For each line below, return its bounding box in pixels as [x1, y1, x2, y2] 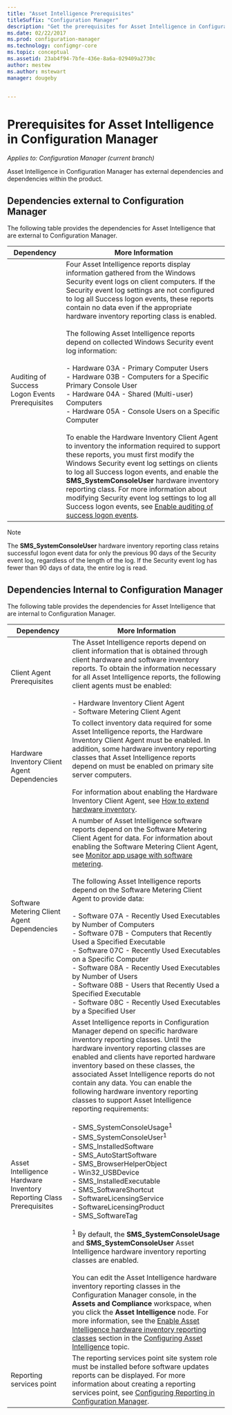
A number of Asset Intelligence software [72, 815, 202, 825]
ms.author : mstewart [7, 68, 67, 75]
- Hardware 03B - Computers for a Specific [66, 372, 209, 381]
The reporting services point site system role [72, 1353, 217, 1362]
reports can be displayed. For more [72, 1370, 186, 1380]
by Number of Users [72, 971, 138, 981]
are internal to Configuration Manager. [7, 609, 116, 618]
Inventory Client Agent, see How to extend [72, 795, 209, 805]
